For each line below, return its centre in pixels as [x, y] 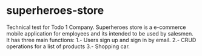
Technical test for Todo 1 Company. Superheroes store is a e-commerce [96, 27]
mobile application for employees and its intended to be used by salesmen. [100, 33]
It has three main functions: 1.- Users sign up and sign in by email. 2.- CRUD [101, 40]
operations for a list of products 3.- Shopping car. [68, 46]
